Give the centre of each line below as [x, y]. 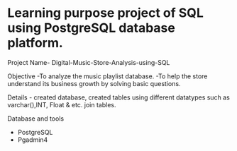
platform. [35, 43]
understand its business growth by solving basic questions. [94, 83]
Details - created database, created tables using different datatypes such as [119, 97]
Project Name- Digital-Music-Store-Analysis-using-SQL [89, 62]
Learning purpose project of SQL [105, 13]
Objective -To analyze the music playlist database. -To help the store [108, 76]
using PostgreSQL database [91, 28]
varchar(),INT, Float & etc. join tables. [62, 104]
